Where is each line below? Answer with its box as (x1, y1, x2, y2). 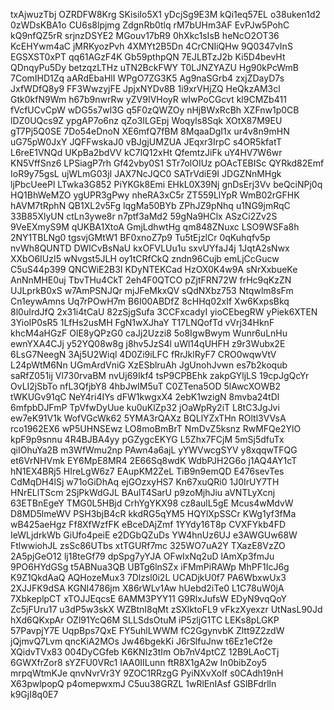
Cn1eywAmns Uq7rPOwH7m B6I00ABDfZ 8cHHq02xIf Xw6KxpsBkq (10, 295, 290, 307)
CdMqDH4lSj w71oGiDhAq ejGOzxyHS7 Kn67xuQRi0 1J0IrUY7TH (10, 476, 280, 488)
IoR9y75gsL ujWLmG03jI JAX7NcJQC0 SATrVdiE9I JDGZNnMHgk (10, 168, 282, 179)
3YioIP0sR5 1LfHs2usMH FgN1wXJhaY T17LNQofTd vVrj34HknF (10, 317, 275, 328)
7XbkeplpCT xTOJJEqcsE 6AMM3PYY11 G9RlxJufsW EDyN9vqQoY (10, 593, 287, 604)
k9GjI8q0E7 (10, 689, 59, 700)
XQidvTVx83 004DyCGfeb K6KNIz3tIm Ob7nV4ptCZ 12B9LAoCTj (10, 646, 280, 658)
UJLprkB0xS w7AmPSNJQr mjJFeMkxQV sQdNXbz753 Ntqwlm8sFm (10, 285, 294, 296)
